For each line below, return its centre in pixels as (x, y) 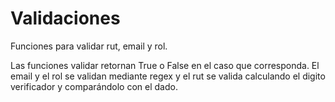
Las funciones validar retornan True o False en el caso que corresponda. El (165, 65)
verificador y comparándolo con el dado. (94, 86)
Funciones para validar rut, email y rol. (89, 46)
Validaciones (65, 18)
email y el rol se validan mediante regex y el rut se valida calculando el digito (168, 76)
